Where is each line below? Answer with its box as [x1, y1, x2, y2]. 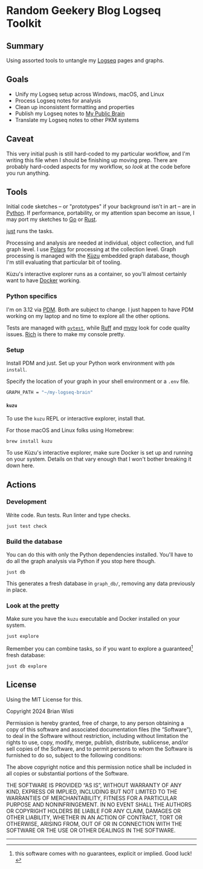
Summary [6, 41, 44, 51]
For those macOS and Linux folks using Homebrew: [6, 427, 134, 434]
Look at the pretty [6, 601, 60, 610]
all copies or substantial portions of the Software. [6, 769, 129, 777]
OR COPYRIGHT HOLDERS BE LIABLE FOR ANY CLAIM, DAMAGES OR [6, 807, 181, 814]
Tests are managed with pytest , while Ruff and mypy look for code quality [6, 324, 190, 331]
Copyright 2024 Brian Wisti [6, 708, 74, 715]
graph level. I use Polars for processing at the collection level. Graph [6, 246, 176, 253]
